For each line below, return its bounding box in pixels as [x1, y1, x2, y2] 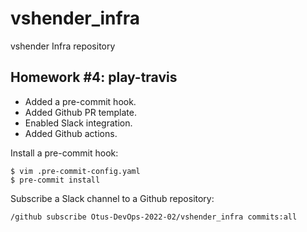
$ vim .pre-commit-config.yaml [10, 166, 141, 176]
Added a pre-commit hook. [24, 95, 137, 107]
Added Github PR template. [24, 106, 137, 118]
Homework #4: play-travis [10, 69, 178, 86]
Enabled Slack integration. [24, 117, 133, 129]
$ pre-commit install [10, 175, 101, 185]
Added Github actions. [24, 127, 118, 139]
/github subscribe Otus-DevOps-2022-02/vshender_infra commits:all [10, 212, 298, 222]
